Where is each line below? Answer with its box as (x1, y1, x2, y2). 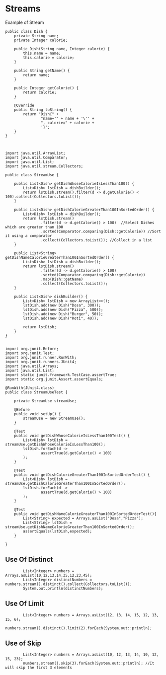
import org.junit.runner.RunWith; (5, 355, 77, 360)
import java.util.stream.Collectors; (5, 163, 83, 169)
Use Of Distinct (5, 555, 53, 564)
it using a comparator (5, 233, 52, 238)
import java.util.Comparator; (5, 155, 68, 160)
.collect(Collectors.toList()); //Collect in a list (40, 237, 153, 242)
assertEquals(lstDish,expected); (23, 528, 92, 534)
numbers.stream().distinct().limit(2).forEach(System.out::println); (5, 625, 153, 631)
